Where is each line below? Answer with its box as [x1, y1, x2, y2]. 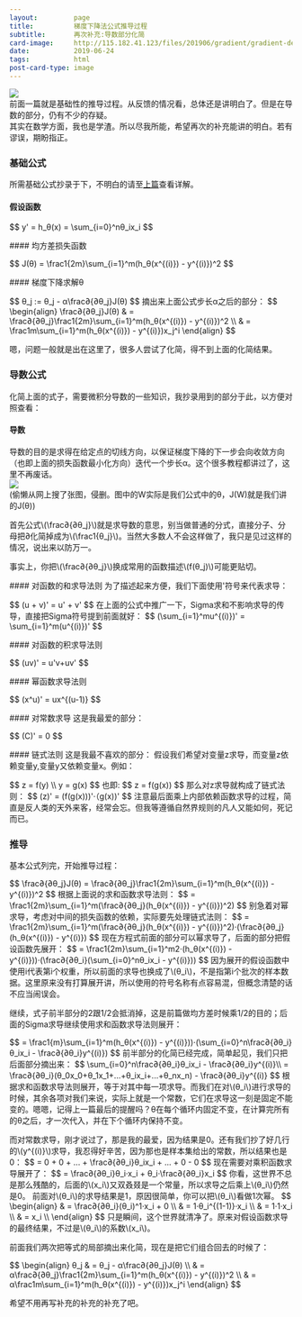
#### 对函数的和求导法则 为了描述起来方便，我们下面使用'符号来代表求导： [9, 580, 289, 591]
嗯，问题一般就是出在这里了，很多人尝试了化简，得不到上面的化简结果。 [9, 344, 277, 355]
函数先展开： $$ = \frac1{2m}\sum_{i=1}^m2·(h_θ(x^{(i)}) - [16, 943, 233, 955]
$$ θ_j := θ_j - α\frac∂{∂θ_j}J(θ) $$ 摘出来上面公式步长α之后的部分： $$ [9, 296, 279, 307]
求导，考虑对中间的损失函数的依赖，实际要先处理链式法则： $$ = [9, 912, 250, 922]
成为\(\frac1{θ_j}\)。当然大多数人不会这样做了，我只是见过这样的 [53, 531, 292, 541]
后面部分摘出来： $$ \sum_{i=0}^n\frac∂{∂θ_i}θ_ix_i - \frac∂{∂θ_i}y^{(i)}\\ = [9, 1059, 289, 1070]
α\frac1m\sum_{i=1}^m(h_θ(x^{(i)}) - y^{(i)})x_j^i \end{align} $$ [9, 1279, 241, 1290]
